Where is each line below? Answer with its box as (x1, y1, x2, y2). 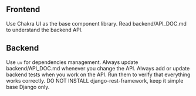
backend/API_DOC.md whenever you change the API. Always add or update (6, 65, 190, 72)
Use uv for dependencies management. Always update (6, 58, 138, 66)
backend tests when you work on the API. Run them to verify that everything (6, 71, 191, 78)
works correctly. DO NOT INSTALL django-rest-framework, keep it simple (6, 77, 184, 84)
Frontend (6, 5, 40, 15)
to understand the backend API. (6, 26, 83, 33)
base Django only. (6, 83, 50, 90)
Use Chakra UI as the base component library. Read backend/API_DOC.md (6, 20, 187, 27)
